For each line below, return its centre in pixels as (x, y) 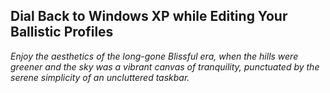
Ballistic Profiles (62, 32)
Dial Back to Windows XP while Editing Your (149, 16)
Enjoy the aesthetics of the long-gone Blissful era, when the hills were (154, 56)
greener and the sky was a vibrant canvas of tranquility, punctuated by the (165, 66)
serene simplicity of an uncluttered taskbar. (100, 77)
